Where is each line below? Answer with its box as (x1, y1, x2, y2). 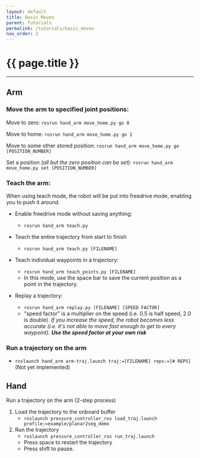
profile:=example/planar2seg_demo (23, 421, 110, 427)
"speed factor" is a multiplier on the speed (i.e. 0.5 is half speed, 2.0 (23, 310, 192, 317)
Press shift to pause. (23, 445, 74, 453)
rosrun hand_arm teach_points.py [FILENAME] (23, 269, 136, 275)
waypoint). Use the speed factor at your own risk (23, 329, 147, 337)
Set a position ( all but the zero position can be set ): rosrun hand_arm (6, 158, 173, 166)
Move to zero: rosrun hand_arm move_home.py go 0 (6, 119, 130, 126)
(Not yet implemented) (14, 364, 70, 371)
